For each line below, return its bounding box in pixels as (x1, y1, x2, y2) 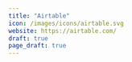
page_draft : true (8, 42, 67, 50)
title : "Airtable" (8, 11, 70, 20)
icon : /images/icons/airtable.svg (8, 19, 125, 27)
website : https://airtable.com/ (8, 27, 117, 35)
